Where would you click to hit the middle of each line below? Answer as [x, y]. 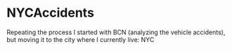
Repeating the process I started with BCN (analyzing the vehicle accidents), [116, 32]
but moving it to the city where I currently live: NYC [80, 39]
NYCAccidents [50, 13]
